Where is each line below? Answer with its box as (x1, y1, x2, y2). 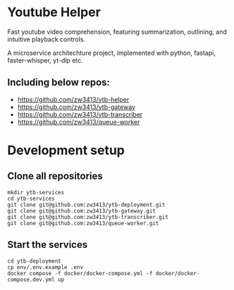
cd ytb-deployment (7, 258, 61, 265)
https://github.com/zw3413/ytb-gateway (17, 103, 136, 111)
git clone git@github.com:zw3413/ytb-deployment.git (7, 201, 166, 208)
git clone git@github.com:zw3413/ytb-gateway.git (7, 207, 156, 215)
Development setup (7, 142, 125, 158)
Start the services (7, 239, 88, 251)
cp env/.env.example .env (7, 263, 83, 271)
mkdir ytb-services (7, 189, 65, 196)
